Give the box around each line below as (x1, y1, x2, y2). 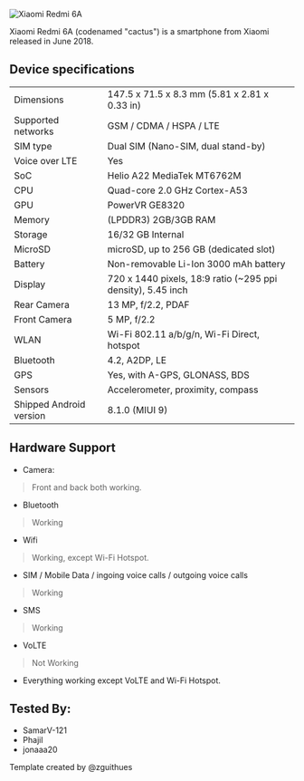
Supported (14, 113, 60, 126)
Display (14, 277, 46, 290)
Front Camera (14, 313, 72, 325)
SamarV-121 (22, 725, 68, 736)
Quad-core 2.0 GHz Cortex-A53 (107, 184, 249, 197)
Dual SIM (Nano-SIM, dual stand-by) (107, 140, 266, 152)
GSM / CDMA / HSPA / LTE (107, 119, 220, 131)
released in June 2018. (9, 36, 94, 46)
